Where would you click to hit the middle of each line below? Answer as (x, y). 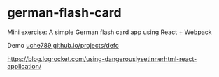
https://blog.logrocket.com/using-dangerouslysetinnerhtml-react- (102, 59)
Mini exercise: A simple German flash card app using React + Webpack (109, 32)
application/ (24, 66)
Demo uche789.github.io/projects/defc (63, 45)
